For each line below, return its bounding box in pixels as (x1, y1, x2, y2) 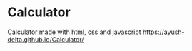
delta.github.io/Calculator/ (7, 35, 84, 43)
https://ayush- (142, 28, 185, 36)
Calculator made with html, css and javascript (7, 28, 141, 36)
